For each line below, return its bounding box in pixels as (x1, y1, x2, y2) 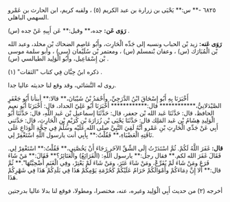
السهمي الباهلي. (8, 13, 49, 21)
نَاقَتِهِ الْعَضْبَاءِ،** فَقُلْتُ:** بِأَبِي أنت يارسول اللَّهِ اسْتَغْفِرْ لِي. (8, 131, 154, 139)
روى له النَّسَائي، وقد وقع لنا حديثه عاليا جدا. (8, 81, 117, 89)
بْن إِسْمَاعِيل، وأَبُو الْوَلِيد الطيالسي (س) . (8, 54, 109, 63)
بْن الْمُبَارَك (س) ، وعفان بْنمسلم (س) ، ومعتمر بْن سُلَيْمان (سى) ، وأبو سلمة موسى (8, 47, 218, 55)
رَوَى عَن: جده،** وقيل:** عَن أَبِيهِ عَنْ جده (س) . (8, 27, 130, 34)
